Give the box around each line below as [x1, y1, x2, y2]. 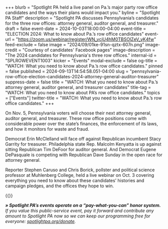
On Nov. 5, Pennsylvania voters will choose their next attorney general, [5, 110, 152, 116]
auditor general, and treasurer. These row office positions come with [5, 116, 147, 121]
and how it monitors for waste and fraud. [5, 126, 89, 132]
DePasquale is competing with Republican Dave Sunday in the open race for [5, 152, 163, 158]
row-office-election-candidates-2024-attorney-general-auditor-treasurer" [5, 74, 159, 79]
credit [5, 47, 18, 53]
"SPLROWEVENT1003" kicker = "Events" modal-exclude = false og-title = [5, 58, 157, 63]
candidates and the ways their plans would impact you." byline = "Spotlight [5, 10, 160, 16]
